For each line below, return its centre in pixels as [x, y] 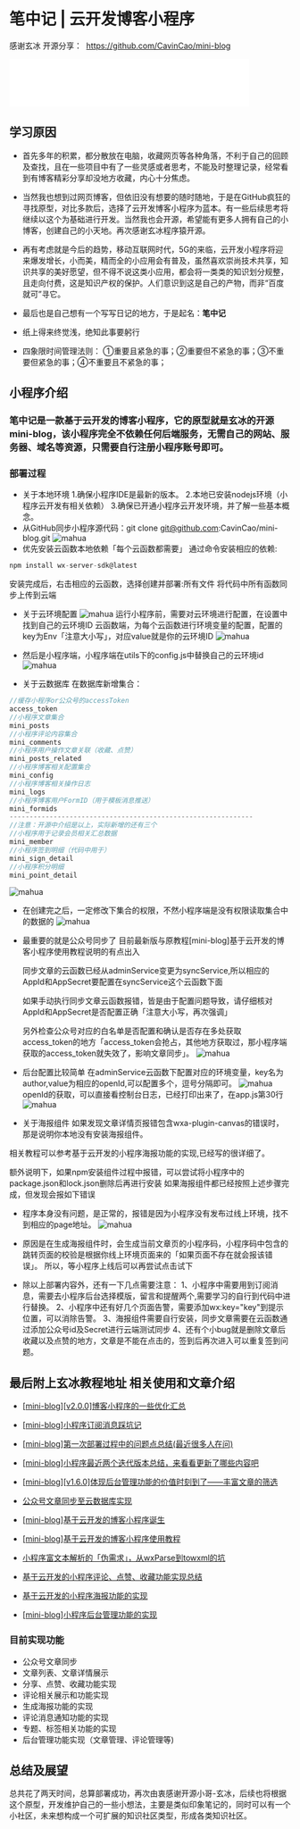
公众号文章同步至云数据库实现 [77, 1501]
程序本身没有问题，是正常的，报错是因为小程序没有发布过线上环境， [147, 1214]
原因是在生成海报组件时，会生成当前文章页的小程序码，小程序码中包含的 [155, 1244]
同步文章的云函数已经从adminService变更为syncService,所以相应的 [146, 971]
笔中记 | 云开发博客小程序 [102, 19]
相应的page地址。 [63, 1224]
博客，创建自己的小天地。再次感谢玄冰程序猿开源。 [116, 230]
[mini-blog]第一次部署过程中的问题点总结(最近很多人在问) [128, 1444]
